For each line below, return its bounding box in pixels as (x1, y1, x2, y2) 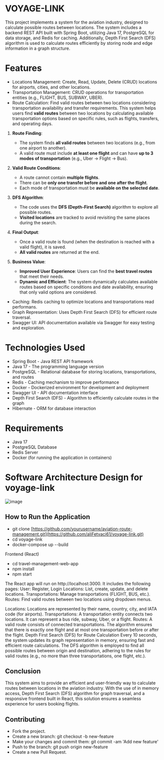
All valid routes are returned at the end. (19, 249, 100, 255)
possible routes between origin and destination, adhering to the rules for (5, 647, 151, 653)
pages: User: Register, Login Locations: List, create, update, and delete (5, 586, 148, 592)
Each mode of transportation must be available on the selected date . (19, 185, 160, 191)
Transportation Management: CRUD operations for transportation (12, 89, 144, 95)
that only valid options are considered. (19, 289, 97, 295)
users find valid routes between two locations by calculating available (12, 110, 154, 116)
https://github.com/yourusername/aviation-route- (32, 526, 133, 532)
